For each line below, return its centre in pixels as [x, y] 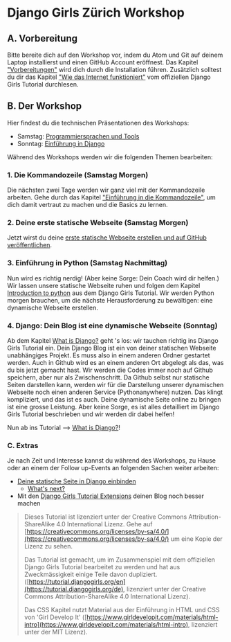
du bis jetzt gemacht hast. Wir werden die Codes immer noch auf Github [110, 370]
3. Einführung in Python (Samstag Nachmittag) [87, 263]
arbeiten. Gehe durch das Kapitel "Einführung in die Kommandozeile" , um [111, 197]
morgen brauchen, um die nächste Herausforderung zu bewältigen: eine [110, 300]
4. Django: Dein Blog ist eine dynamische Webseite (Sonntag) [112, 326]
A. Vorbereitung [43, 38]
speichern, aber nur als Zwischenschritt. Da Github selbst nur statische [108, 377]
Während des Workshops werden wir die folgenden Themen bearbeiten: [110, 157]
